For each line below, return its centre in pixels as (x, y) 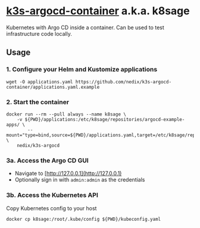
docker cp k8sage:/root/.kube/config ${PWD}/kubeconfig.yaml (84, 219)
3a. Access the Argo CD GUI (48, 160)
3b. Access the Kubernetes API (52, 195)
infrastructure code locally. (39, 33)
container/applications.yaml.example (53, 87)
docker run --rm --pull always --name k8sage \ (66, 114)
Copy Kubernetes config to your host (51, 208)
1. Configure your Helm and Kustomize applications (82, 70)
